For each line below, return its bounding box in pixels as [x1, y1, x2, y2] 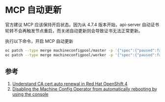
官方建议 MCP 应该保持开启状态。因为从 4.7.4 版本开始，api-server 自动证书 [5, 22, 160, 27]
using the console [12, 91, 49, 97]
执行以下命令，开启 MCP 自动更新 [5, 38, 74, 44]
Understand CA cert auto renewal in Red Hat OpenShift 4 [12, 80, 128, 86]
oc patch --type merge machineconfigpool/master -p [5, 48, 113, 53]
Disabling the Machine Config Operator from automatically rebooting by [12, 86, 157, 92]
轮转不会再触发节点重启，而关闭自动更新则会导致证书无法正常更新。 [5, 27, 143, 33]
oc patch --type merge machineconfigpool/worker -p [5, 52, 113, 57]
